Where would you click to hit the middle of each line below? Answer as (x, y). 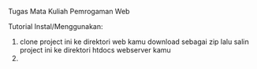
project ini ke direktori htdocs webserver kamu (95, 50)
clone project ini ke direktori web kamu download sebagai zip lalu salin (134, 42)
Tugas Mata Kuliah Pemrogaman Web (69, 11)
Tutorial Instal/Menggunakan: (56, 26)
